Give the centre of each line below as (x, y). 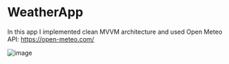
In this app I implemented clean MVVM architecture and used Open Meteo (115, 32)
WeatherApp (45, 12)
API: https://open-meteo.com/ (51, 39)
